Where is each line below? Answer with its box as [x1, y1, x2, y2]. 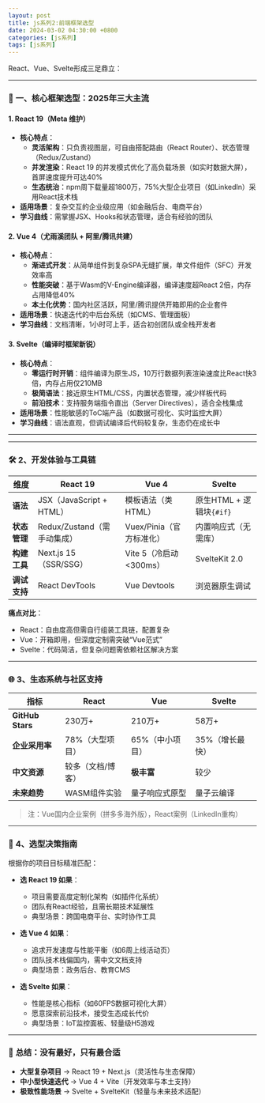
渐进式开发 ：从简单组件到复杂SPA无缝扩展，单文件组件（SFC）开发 [31, 260, 252, 270]
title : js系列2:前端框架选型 [8, 19, 95, 27]
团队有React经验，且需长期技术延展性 [31, 901, 155, 911]
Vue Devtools [125, 580, 175, 591]
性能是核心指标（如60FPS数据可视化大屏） [31, 998, 171, 1008]
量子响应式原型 [131, 788, 187, 799]
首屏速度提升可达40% [31, 172, 103, 182]
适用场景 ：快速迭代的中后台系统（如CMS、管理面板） [19, 310, 195, 319]
